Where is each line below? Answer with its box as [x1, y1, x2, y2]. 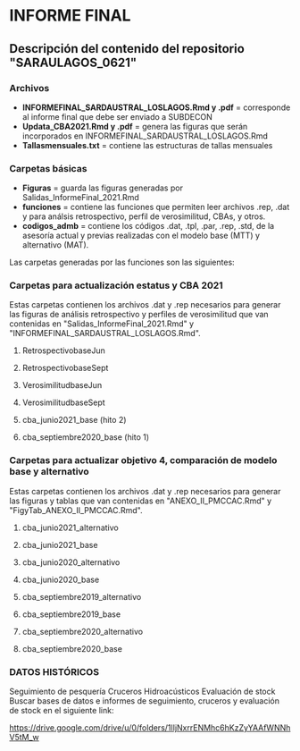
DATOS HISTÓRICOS [9, 665, 100, 678]
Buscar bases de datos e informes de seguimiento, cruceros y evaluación [9, 696, 279, 706]
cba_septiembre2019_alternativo [21, 591, 142, 602]
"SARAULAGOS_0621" [9, 55, 137, 70]
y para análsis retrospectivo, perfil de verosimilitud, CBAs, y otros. [21, 211, 266, 222]
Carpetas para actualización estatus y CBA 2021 [9, 279, 223, 291]
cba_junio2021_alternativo [21, 522, 119, 533]
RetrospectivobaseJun [21, 345, 105, 356]
